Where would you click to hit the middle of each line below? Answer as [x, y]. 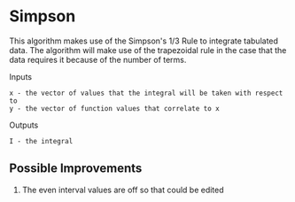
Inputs [21, 76]
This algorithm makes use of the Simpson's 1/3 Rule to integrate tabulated [144, 41]
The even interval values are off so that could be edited [123, 190]
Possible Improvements [76, 169]
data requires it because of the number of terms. [98, 59]
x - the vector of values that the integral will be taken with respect [146, 93]
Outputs [24, 125]
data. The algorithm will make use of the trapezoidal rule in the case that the [148, 50]
